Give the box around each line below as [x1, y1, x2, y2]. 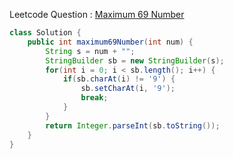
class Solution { [9, 28, 82, 38]
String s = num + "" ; [45, 46, 136, 56]
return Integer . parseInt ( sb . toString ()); [45, 120, 221, 131]
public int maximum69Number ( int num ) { [27, 37, 194, 47]
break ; [80, 93, 109, 103]
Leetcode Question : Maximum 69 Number [9, 9, 185, 20]
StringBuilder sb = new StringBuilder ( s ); [45, 55, 225, 66]
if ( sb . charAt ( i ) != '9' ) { [62, 74, 176, 84]
